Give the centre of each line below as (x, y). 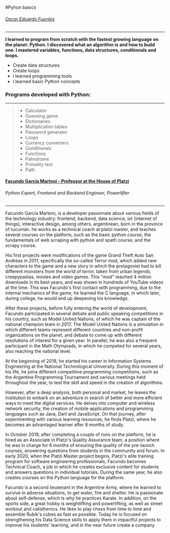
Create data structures (36, 65)
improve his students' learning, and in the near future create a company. (80, 525)
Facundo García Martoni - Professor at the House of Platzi (67, 181)
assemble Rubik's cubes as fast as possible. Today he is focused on (76, 514)
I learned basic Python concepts (46, 82)
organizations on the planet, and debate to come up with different (74, 335)
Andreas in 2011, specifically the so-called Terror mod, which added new (81, 261)
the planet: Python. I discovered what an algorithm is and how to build (80, 45)
